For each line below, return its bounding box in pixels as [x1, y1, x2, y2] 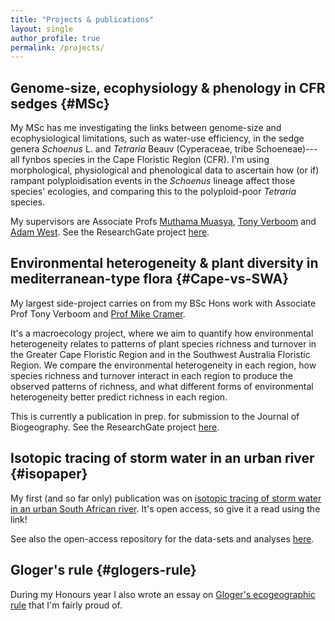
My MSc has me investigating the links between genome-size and [10, 122, 282, 134]
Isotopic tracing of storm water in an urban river [10, 450, 315, 467]
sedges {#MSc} [10, 95, 110, 112]
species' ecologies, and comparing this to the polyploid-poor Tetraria [10, 186, 297, 198]
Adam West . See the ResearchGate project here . [10, 226, 210, 238]
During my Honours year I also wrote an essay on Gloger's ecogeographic [10, 588, 316, 600]
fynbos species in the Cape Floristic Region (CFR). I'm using [21, 154, 270, 166]
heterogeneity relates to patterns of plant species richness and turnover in [10, 337, 317, 350]
